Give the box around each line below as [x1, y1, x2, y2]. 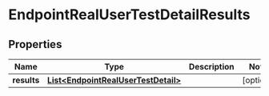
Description [188, 62, 235, 72]
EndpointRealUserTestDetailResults [8, 6, 251, 24]
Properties [8, 38, 62, 51]
